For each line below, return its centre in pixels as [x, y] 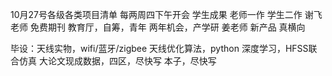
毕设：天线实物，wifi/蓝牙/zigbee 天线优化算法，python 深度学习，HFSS [159, 48]
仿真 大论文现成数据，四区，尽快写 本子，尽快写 [117, 61]
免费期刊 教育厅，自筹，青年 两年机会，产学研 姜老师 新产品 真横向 [167, 27]
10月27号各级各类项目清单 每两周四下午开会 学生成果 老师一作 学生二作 [156, 14]
